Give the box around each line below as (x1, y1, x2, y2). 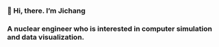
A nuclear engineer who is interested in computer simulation (7, 23, 212, 33)
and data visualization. (7, 32, 85, 42)
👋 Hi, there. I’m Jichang (7, 6, 86, 15)
